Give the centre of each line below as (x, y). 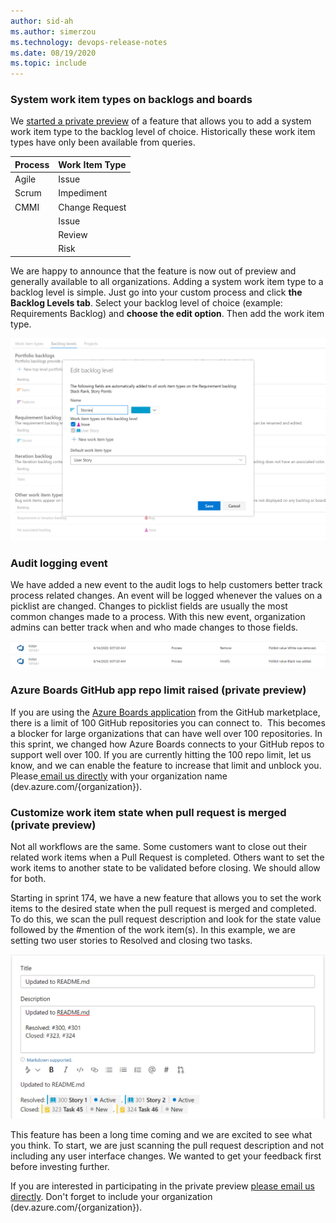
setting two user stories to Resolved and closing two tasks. (131, 940)
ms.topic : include (48, 63)
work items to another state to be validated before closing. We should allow (165, 868)
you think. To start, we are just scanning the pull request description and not (167, 1146)
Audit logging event (59, 563)
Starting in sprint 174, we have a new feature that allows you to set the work (166, 898)
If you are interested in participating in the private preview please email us (162, 1186)
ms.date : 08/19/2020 (53, 53)
